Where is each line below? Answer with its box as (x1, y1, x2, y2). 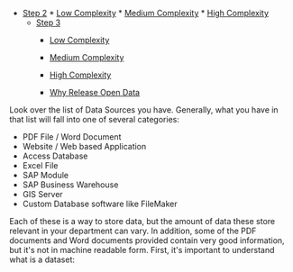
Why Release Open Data (49, 87, 141, 97)
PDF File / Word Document (22, 131, 122, 142)
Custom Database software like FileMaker (22, 198, 178, 209)
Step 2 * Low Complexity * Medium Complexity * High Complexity (22, 8, 269, 18)
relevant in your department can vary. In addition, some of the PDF (9, 225, 257, 236)
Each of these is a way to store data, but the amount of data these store (9, 216, 276, 226)
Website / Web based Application (22, 141, 147, 151)
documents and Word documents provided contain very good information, (9, 235, 286, 246)
